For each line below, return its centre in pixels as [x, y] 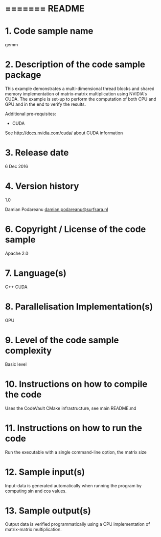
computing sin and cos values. [36, 491]
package [23, 75]
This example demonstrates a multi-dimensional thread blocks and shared [80, 89]
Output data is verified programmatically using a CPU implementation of [78, 524]
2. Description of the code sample [75, 65]
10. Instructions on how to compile [76, 384]
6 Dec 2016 [17, 166]
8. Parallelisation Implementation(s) [79, 307]
